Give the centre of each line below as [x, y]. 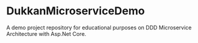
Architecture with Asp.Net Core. [46, 33]
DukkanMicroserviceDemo [76, 11]
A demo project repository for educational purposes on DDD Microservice [99, 27]
